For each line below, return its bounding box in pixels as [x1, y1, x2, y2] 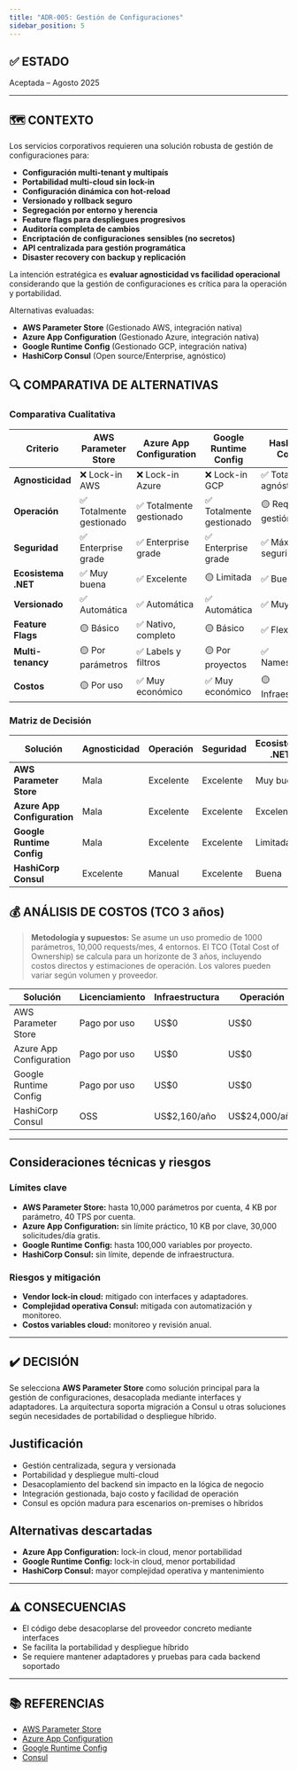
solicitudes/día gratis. [21, 1229, 101, 1241]
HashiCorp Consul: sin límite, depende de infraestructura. [21, 1249, 235, 1260]
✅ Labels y [136, 645, 181, 658]
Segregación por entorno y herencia [21, 205, 158, 215]
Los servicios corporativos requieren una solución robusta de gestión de [9, 141, 274, 152]
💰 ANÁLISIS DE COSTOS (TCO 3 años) [9, 904, 225, 919]
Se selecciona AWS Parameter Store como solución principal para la [9, 1382, 261, 1393]
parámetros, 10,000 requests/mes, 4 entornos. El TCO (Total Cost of [30, 941, 280, 952]
